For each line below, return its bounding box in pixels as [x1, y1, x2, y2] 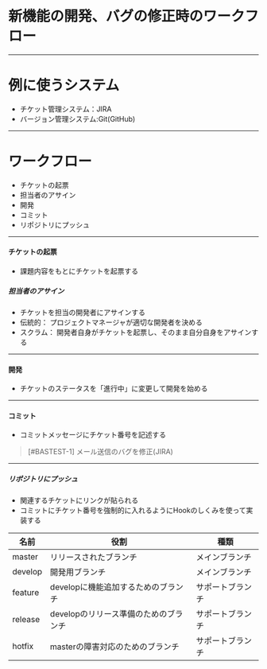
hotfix [12, 641, 34, 652]
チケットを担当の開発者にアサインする [19, 307, 145, 317]
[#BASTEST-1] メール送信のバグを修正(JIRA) [27, 447, 173, 457]
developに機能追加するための [50, 581, 161, 593]
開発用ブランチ [50, 566, 106, 578]
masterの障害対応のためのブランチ [50, 641, 180, 652]
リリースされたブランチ [50, 552, 137, 563]
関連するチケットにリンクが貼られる [19, 496, 139, 505]
